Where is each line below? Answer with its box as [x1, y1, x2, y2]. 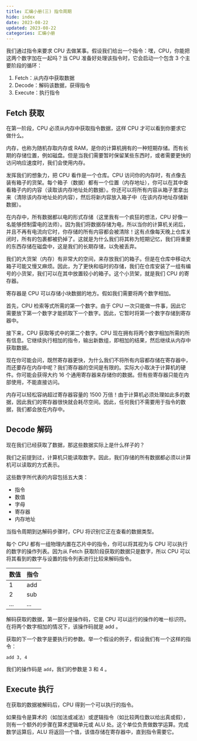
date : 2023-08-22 [6, 19, 49, 25]
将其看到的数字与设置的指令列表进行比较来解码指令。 [6, 555, 135, 562]
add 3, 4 [6, 654, 28, 661]
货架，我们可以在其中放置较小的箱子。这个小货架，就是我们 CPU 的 [21, 270, 185, 277]
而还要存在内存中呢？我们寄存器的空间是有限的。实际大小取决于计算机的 [6, 363, 181, 370]
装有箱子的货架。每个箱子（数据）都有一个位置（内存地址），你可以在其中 [6, 178, 184, 186]
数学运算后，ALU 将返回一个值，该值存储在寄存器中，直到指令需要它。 [6, 728, 177, 735]
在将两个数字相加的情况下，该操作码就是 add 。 [6, 623, 121, 630]
